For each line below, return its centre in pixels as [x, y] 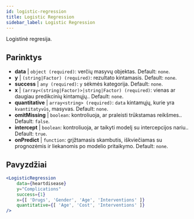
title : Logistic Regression [40, 17]
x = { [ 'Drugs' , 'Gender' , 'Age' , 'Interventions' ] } [81, 200]
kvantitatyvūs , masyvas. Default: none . [61, 109]
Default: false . [32, 121]
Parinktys [24, 57]
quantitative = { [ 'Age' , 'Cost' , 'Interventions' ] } [81, 206]
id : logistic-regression [36, 11]
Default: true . [31, 134]
